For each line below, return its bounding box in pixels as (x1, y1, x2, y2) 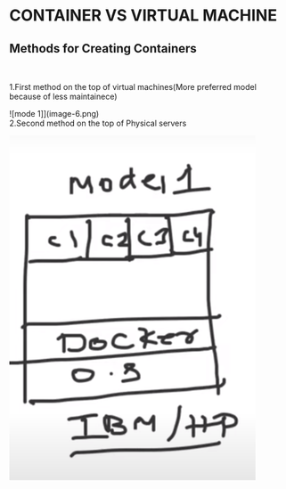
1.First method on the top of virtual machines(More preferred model (9, 82, 257, 92)
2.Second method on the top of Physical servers (9, 118, 187, 128)
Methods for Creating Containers (9, 41, 198, 56)
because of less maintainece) (9, 91, 118, 102)
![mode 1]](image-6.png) (9, 109, 100, 118)
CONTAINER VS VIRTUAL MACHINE (9, 5, 278, 26)
